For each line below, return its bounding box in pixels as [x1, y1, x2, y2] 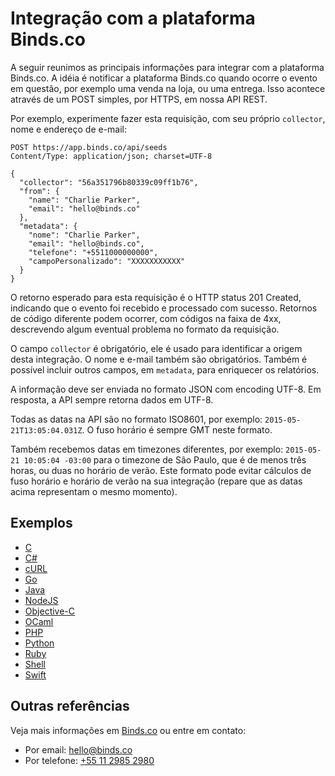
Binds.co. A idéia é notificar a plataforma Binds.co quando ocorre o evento [10, 72, 318, 84]
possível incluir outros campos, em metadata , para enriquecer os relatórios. [10, 363, 320, 376]
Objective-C [24, 605, 76, 617]
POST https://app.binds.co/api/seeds [10, 142, 168, 152]
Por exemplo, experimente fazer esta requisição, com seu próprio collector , [10, 112, 326, 124]
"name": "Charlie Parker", [28, 195, 141, 205]
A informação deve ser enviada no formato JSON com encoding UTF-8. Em [10, 383, 322, 395]
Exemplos [10, 515, 73, 532]
